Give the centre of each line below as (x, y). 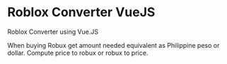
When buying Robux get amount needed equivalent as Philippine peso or (113, 45)
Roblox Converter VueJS (81, 12)
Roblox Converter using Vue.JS (53, 32)
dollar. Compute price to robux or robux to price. (78, 53)
